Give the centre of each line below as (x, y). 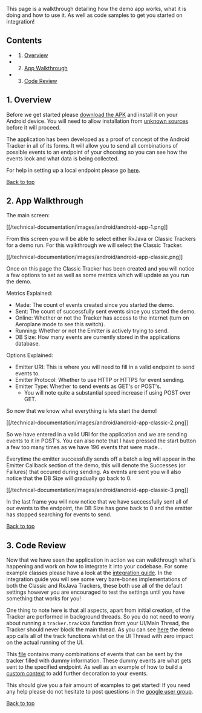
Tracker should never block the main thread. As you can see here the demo (100, 629)
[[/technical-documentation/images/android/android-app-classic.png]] (95, 257)
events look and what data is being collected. (63, 158)
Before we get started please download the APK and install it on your (92, 114)
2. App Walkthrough (45, 201)
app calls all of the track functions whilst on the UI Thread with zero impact (100, 636)
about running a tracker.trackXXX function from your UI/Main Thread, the (98, 623)
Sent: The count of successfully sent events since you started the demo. (106, 312)
